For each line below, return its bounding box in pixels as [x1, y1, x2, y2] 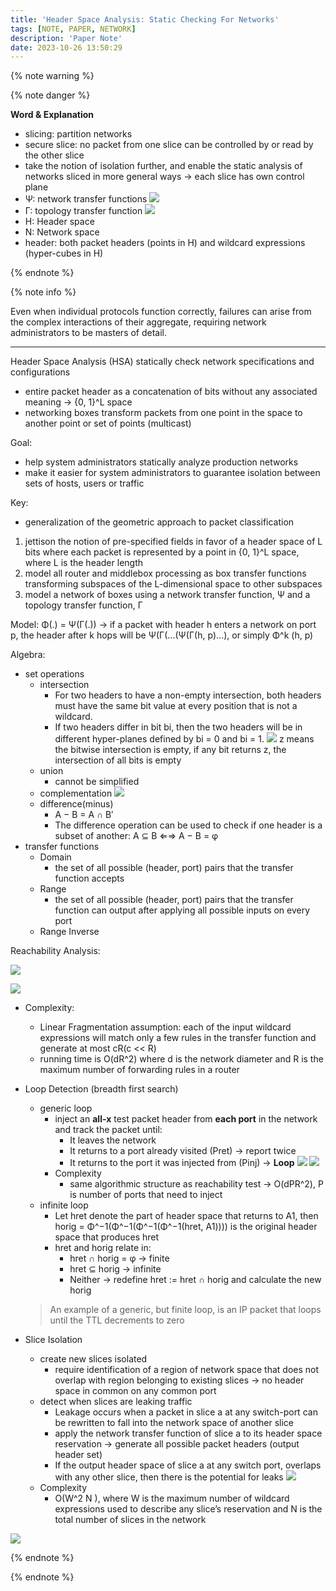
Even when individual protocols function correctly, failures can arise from [10, 306, 312, 318]
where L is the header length [24, 557, 144, 569]
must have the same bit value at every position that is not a [54, 700, 298, 712]
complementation [39, 787, 113, 800]
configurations [10, 366, 71, 378]
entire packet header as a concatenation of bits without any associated [24, 386, 318, 398]
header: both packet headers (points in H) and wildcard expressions [24, 237, 306, 249]
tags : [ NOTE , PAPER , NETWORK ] [10, 24, 137, 34]
